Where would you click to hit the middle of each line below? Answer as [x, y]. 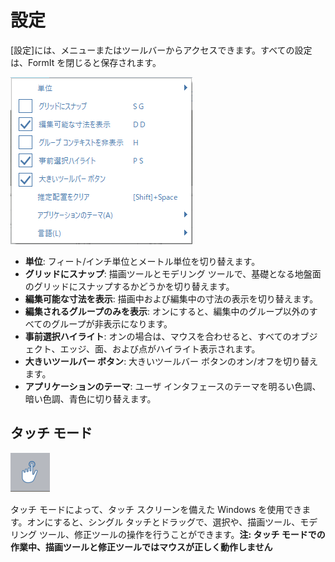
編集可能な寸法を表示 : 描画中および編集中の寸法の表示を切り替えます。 [171, 298]
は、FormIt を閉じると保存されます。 [86, 62]
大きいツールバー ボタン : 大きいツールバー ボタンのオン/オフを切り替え [171, 361]
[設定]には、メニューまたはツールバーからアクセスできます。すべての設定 [161, 50]
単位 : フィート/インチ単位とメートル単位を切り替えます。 [142, 261]
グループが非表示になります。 [112, 323]
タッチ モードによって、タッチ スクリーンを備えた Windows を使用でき [156, 509]
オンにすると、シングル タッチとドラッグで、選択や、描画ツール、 [163, 522]
